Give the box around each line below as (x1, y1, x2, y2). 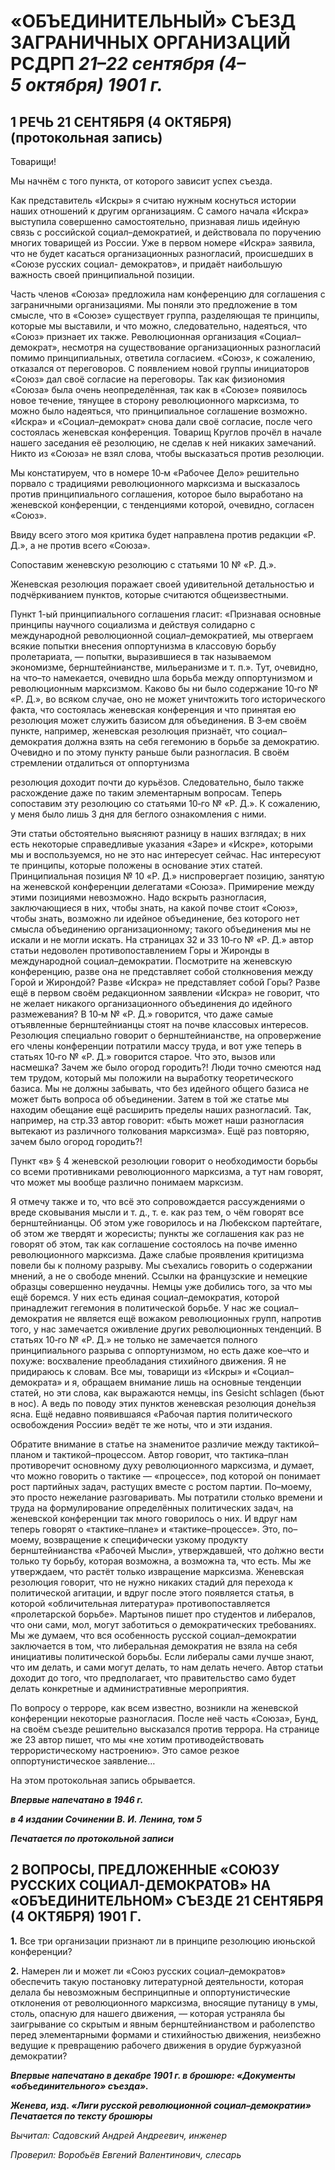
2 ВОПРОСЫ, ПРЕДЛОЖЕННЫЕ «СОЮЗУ (10, 1861, 280, 1879)
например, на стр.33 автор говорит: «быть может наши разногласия (10, 1115, 305, 1126)
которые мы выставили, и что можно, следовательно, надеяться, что (10, 320, 308, 332)
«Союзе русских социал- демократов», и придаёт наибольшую (10, 258, 283, 270)
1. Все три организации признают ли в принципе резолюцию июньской (10, 1935, 316, 1947)
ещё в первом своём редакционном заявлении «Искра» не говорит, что (10, 987, 320, 999)
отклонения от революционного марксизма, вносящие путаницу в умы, (10, 1996, 319, 2009)
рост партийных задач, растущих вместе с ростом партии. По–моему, (10, 1481, 313, 1492)
